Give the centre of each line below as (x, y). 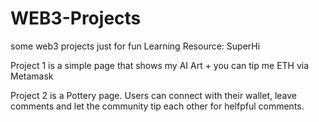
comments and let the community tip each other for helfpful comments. (157, 106)
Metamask (32, 76)
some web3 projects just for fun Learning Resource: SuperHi (135, 46)
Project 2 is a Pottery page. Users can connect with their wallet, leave (154, 95)
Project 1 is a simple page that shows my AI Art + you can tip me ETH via (160, 65)
